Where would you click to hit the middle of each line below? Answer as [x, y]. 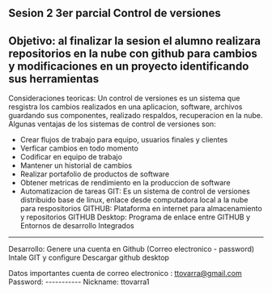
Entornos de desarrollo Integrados [77, 226]
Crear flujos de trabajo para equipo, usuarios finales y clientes [124, 140]
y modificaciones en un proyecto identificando [129, 66]
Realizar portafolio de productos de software [95, 174]
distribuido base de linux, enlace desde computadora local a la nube [134, 200]
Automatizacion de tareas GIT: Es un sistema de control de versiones [135, 191]
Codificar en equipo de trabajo [71, 157]
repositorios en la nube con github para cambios [133, 53]
